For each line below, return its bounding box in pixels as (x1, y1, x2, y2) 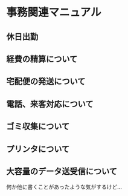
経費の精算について (6, 54, 78, 64)
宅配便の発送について (6, 76, 86, 87)
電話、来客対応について (6, 99, 94, 109)
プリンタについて (6, 143, 70, 154)
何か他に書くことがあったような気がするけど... (6, 183, 123, 191)
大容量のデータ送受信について (6, 166, 118, 176)
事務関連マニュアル (6, 5, 101, 19)
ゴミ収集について (6, 122, 70, 132)
